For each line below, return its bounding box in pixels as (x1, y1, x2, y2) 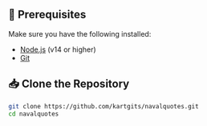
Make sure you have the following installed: (8, 29, 152, 38)
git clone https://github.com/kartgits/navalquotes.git (8, 102, 199, 110)
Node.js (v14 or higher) (19, 45, 96, 54)
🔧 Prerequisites (8, 8, 87, 22)
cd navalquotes (8, 109, 59, 118)
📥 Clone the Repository (8, 77, 130, 91)
